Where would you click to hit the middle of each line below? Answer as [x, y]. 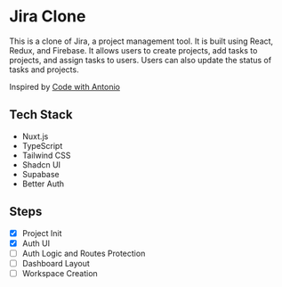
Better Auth [43, 184]
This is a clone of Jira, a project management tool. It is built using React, [141, 41]
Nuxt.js [35, 136]
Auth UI [36, 243]
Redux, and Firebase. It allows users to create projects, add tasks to [133, 50]
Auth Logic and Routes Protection [84, 253]
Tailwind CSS [46, 155]
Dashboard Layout [56, 263]
